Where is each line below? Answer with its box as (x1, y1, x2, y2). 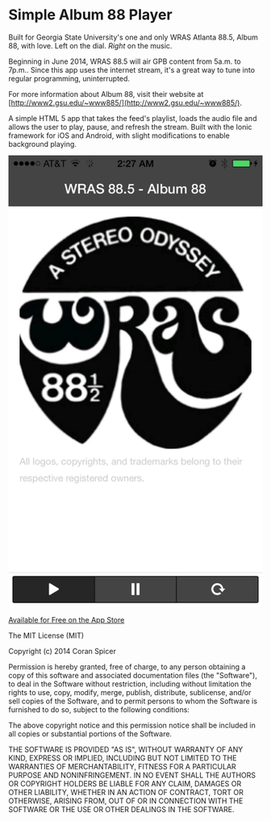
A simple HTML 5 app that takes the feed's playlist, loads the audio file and (8, 113, 257, 123)
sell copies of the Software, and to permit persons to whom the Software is (8, 696, 258, 706)
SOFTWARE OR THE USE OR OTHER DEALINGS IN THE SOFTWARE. (8, 804, 235, 814)
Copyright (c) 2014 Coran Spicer (8, 646, 117, 656)
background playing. (8, 139, 77, 148)
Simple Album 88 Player (8, 6, 173, 24)
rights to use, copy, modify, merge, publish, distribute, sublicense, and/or (8, 687, 252, 697)
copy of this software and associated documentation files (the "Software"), (8, 670, 258, 680)
